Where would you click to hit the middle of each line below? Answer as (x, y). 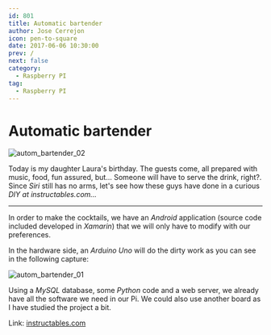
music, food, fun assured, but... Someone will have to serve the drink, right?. (135, 178)
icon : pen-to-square (43, 38)
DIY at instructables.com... (52, 195)
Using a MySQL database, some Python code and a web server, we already (134, 291)
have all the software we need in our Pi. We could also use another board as (135, 299)
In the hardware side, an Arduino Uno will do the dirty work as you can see (132, 250)
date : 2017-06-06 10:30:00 (54, 46)
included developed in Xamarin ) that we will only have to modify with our (129, 226)
